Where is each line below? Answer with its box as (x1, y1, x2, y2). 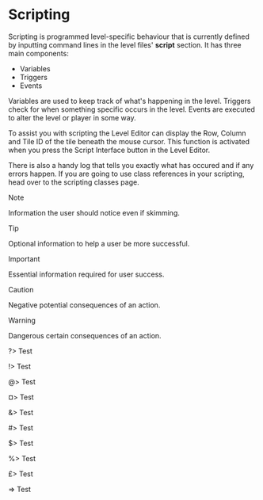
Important (8, 254, 40, 263)
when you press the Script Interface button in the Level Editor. (8, 145, 211, 155)
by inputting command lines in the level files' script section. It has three (8, 40, 242, 49)
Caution (8, 284, 34, 294)
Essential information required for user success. (8, 269, 165, 279)
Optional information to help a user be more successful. (8, 239, 190, 248)
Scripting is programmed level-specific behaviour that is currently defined (8, 32, 250, 41)
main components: (8, 48, 69, 58)
